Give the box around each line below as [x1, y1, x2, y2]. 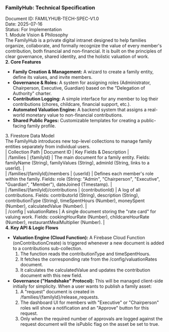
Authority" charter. [12, 91, 52, 97]
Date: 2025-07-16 [5, 21, 43, 27]
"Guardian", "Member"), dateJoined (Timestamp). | [5, 181, 112, 187]
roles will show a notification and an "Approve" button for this [20, 305, 149, 311]
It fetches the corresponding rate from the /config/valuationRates [20, 256, 157, 262]
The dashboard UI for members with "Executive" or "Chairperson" [20, 299, 159, 306]
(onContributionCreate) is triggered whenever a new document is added [12, 240, 164, 246]
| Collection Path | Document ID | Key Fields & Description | [5, 149, 129, 155]
